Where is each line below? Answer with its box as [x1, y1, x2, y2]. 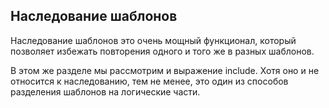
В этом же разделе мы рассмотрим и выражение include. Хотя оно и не [10, 64, 320, 76]
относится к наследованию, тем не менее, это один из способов [10, 75, 289, 87]
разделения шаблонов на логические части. [10, 85, 201, 98]
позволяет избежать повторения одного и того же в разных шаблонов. [10, 45, 315, 57]
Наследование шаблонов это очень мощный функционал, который [10, 34, 297, 46]
